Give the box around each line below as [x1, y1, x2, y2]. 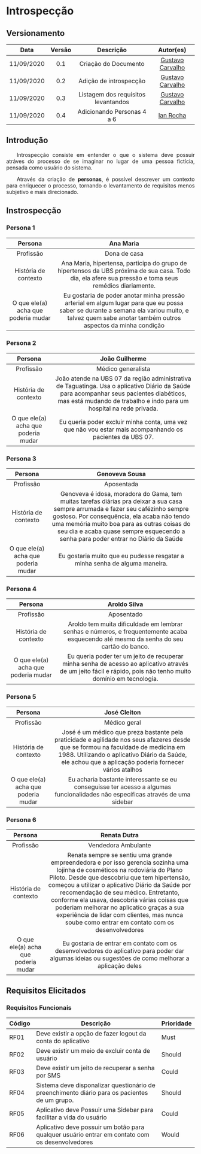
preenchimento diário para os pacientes [36, 1088, 148, 1097]
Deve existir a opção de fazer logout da [36, 1029, 147, 1037]
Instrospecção [6, 205, 62, 216]
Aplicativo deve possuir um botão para [36, 1123, 145, 1131]
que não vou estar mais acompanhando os [63, 425, 184, 434]
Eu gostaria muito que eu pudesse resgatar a [58, 552, 184, 561]
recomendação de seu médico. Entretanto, [59, 888, 179, 896]
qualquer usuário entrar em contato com [36, 1130, 150, 1138]
